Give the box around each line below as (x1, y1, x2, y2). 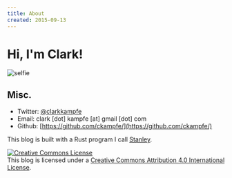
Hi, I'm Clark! (7, 46, 84, 62)
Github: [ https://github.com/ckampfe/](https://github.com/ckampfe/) (17, 122, 213, 130)
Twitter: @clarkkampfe (17, 108, 82, 116)
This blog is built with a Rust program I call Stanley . (7, 135, 153, 144)
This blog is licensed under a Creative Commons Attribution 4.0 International (7, 156, 225, 164)
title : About (7, 10, 45, 17)
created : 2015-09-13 (7, 17, 67, 23)
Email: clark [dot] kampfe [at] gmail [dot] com (17, 115, 147, 123)
